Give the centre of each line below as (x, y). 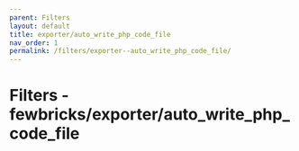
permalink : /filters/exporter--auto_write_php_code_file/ (120, 51)
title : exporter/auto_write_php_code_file (90, 34)
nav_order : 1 (34, 43)
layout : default (40, 26)
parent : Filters (40, 18)
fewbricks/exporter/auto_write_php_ (149, 115)
